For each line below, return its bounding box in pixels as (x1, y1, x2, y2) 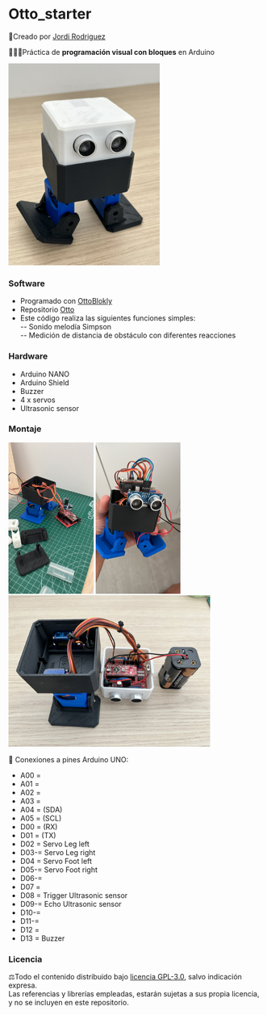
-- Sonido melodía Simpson (19, 322, 111, 332)
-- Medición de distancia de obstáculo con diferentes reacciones (19, 330, 236, 340)
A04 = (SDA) (19, 804, 63, 814)
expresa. (8, 980, 38, 990)
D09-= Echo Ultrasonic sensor (19, 899, 123, 908)
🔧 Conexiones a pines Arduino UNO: (8, 754, 129, 764)
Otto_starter (8, 5, 92, 23)
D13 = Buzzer (19, 933, 65, 943)
